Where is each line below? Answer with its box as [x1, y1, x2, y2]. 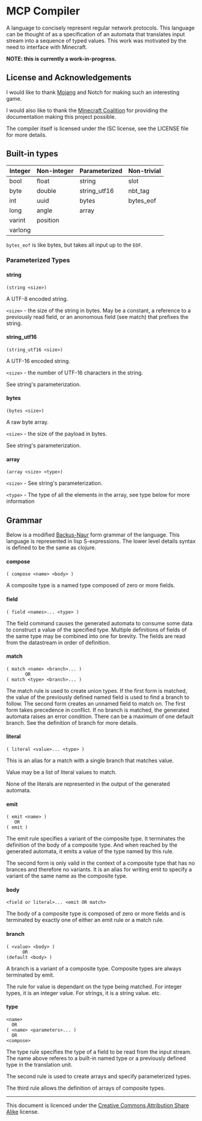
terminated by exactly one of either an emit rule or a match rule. [6, 917, 164, 924]
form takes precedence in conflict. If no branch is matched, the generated [6, 706, 189, 713]
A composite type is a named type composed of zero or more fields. [6, 582, 176, 589]
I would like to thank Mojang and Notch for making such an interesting [6, 89, 180, 96]
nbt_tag [128, 186, 150, 195]
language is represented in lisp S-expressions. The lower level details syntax [6, 538, 196, 545]
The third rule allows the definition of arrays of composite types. [6, 1084, 165, 1091]
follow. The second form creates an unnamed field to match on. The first [6, 699, 186, 707]
